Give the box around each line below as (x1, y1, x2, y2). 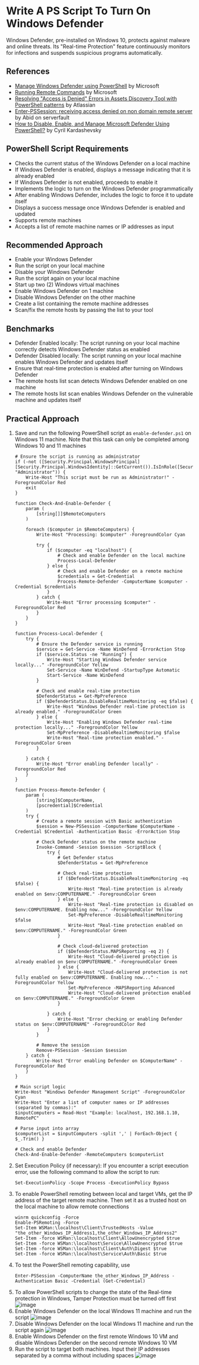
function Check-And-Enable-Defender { (14, 501, 111, 507)
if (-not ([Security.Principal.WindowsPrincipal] (14, 459, 141, 465)
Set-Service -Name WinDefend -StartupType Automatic (46, 667, 180, 673)
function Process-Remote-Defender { (14, 787, 106, 793)
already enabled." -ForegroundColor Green (14, 709, 122, 715)
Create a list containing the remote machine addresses (14, 300, 149, 307)
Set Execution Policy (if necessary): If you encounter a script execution (14, 1162, 189, 1169)
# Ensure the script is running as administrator (14, 454, 141, 460)
